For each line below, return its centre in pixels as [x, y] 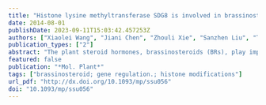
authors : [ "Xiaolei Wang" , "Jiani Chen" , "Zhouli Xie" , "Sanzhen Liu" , [129, 37]
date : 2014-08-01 [37, 23]
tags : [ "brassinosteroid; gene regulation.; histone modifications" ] [125, 74]
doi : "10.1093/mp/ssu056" [51, 89]
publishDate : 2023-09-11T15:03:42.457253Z [79, 30]
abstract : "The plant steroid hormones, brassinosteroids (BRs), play [127, 52]
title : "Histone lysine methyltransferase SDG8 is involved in [115, 15]
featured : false [35, 60]
